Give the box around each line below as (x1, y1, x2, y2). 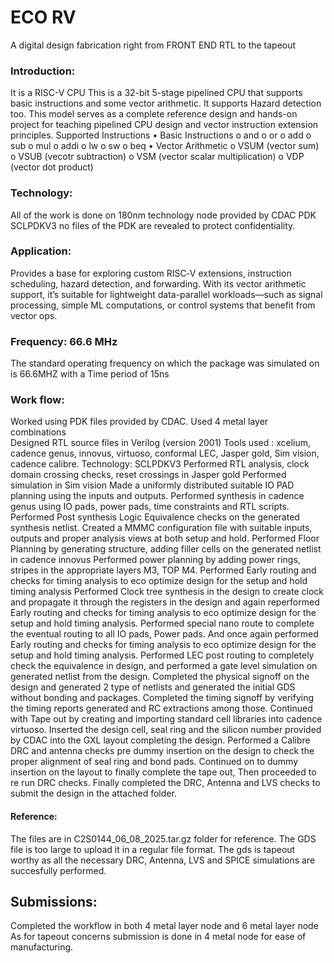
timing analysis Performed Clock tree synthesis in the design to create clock (10, 586, 324, 598)
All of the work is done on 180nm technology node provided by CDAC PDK (10, 209, 317, 221)
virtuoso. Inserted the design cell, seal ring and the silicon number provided (10, 724, 322, 736)
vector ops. (10, 309, 58, 321)
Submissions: (10, 894, 98, 911)
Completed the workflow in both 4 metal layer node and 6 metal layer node (10, 920, 319, 932)
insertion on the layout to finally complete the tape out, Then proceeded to (10, 766, 317, 778)
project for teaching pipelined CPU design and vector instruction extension (10, 119, 319, 131)
